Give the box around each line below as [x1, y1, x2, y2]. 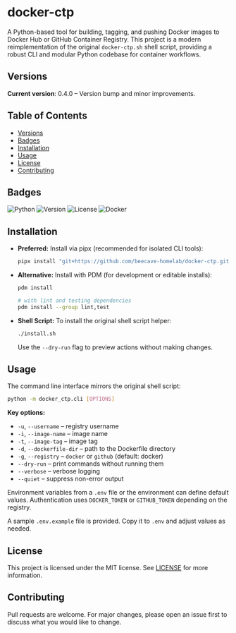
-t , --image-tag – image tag [17, 437, 99, 445]
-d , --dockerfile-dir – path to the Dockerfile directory [17, 445, 176, 453]
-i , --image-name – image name [17, 430, 108, 438]
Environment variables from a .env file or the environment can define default [7, 488, 229, 497]
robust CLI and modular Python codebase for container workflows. [7, 50, 201, 59]
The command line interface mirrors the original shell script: [7, 382, 181, 390]
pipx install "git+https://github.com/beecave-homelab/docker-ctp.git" [17, 258, 232, 265]
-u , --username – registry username [17, 422, 119, 430]
